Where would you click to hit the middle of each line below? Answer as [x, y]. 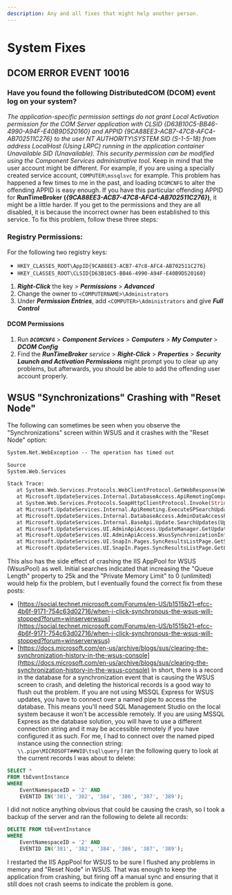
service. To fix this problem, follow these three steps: [83, 219]
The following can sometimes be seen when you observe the [94, 425]
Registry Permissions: [45, 237]
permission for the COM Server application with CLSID [85, 124]
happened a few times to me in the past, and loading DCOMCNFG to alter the [111, 182]
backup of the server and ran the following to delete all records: [98, 817]
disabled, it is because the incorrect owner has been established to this [109, 212]
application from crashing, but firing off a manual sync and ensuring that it [113, 876]
